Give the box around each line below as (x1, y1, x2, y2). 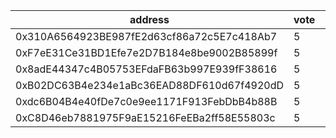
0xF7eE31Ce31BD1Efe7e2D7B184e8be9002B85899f (15, 46, 278, 59)
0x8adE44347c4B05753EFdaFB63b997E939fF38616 (15, 62, 278, 76)
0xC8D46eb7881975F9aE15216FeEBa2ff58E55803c (15, 111, 276, 124)
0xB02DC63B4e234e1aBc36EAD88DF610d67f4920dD (15, 79, 285, 92)
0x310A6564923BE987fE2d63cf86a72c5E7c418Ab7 (15, 30, 278, 43)
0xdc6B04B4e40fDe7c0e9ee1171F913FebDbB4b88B (15, 95, 278, 108)
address (129, 13, 170, 26)
